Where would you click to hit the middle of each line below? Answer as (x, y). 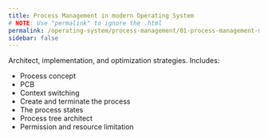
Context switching (49, 93)
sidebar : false (33, 38)
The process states (51, 110)
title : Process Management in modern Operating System (101, 16)
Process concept (48, 76)
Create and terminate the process (75, 101)
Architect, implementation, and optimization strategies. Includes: (114, 61)
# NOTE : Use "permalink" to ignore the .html (85, 23)
